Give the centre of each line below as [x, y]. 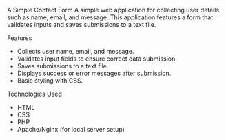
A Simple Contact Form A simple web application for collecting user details [113, 10]
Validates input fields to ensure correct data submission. [97, 59]
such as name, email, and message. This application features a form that [110, 17]
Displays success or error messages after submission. [94, 73]
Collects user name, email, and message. [75, 51]
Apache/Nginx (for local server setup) [71, 129]
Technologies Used [34, 94]
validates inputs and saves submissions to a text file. [82, 24]
